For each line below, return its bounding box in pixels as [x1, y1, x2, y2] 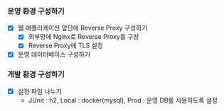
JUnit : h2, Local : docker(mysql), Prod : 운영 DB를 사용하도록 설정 [28, 95, 218, 104]
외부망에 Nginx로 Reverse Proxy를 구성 [28, 33, 139, 41]
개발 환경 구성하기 [7, 69, 65, 79]
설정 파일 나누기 [17, 87, 62, 95]
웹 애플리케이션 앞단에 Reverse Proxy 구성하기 [17, 23, 148, 33]
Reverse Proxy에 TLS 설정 [28, 41, 103, 50]
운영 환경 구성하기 [7, 6, 65, 16]
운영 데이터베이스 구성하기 [17, 50, 91, 59]
